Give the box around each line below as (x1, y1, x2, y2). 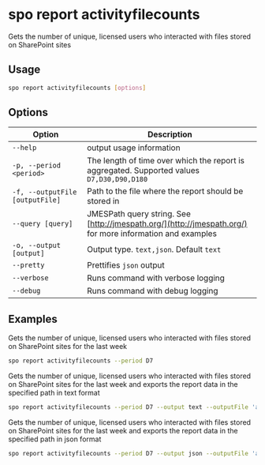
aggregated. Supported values (86, 165, 200, 176)
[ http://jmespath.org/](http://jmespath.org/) (86, 219, 248, 230)
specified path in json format (8, 434, 102, 444)
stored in (86, 196, 120, 207)
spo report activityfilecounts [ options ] (8, 84, 147, 92)
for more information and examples (86, 228, 217, 239)
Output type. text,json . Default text (86, 244, 222, 255)
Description (147, 129, 193, 140)
